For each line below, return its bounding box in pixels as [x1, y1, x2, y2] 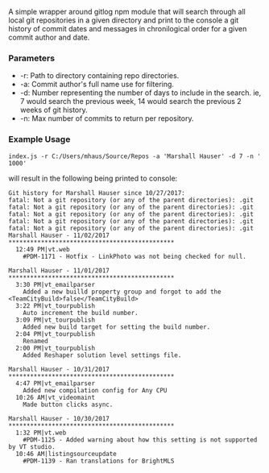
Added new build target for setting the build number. [23, 322, 211, 331]
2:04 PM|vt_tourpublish [15, 330, 95, 338]
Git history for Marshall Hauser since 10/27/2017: [8, 189, 185, 197]
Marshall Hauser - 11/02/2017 [8, 231, 110, 239]
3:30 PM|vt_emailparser [15, 280, 95, 288]
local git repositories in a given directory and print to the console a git [8, 15, 239, 25]
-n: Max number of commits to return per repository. [19, 114, 194, 123]
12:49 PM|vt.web [15, 245, 70, 253]
